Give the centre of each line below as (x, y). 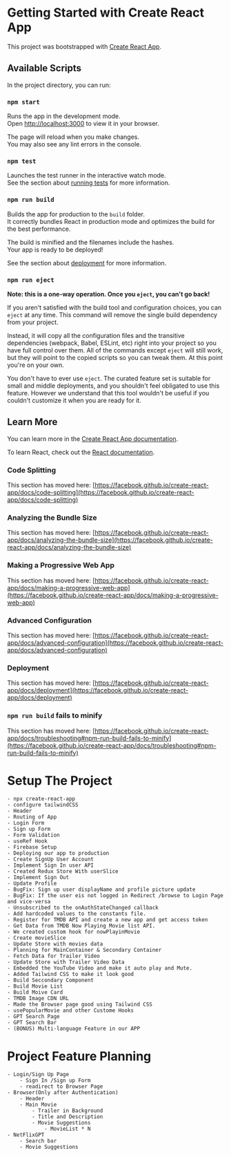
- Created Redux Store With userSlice (63, 872)
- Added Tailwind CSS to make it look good (71, 975)
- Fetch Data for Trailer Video (53, 956)
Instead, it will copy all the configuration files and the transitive (96, 335)
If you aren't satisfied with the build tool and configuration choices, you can (114, 307)
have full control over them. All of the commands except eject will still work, (115, 350)
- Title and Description (68, 1117)
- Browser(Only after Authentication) (63, 1093)
